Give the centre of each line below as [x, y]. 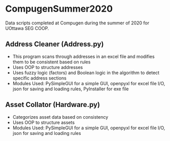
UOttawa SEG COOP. [27, 28]
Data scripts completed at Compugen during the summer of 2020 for [77, 23]
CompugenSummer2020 [59, 9]
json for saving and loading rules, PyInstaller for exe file [71, 89]
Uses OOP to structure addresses [48, 67]
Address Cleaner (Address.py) [55, 44]
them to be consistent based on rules [52, 62]
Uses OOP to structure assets [44, 122]
